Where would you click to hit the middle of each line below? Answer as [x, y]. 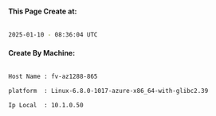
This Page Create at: [43, 11]
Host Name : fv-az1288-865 [53, 77]
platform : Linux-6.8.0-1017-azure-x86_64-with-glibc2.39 [108, 91]
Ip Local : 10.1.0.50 [46, 106]
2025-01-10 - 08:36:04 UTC [53, 35]
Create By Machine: [42, 52]
